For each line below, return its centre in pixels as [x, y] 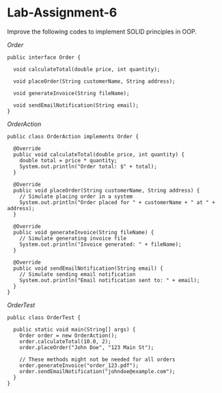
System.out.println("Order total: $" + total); [88, 166]
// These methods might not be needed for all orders [97, 359]
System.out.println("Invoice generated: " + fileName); [101, 244]
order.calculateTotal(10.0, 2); [65, 341]
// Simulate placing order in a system [76, 196]
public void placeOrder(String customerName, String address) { [107, 190]
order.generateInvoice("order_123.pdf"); [79, 365]
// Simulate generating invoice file [73, 238]
